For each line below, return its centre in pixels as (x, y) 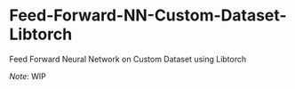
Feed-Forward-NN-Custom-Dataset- (148, 16)
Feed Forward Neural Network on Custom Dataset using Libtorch (128, 59)
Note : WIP (28, 76)
